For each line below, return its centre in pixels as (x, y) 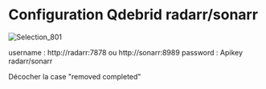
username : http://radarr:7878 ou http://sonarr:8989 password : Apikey (126, 52)
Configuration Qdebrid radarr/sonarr (133, 15)
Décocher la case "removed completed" (75, 76)
